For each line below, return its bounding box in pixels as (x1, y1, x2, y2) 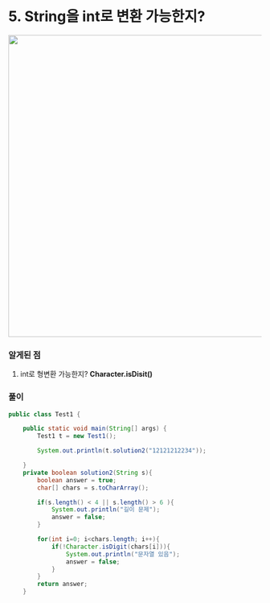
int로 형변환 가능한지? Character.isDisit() (19, 370, 153, 379)
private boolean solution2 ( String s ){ (22, 469, 153, 477)
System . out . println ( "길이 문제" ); (51, 506, 161, 514)
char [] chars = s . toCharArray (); (37, 484, 149, 492)
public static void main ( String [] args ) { (22, 424, 167, 433)
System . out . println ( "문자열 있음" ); (65, 550, 181, 558)
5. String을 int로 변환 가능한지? (8, 7, 206, 26)
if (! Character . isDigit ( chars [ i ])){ (51, 543, 171, 551)
